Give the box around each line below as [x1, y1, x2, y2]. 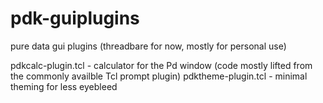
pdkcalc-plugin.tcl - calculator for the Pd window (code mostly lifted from [10, 59, 313, 71]
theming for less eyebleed [10, 80, 118, 92]
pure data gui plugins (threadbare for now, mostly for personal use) [10, 40, 287, 52]
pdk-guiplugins [10, 7, 140, 30]
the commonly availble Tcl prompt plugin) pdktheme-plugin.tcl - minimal [10, 70, 308, 82]
